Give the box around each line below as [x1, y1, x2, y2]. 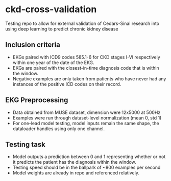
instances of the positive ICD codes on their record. [12, 81, 121, 87]
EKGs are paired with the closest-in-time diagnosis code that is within [12, 65, 159, 71]
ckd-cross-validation [5, 4, 97, 15]
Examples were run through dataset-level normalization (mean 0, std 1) [12, 114, 162, 120]
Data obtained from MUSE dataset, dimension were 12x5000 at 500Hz [12, 109, 161, 115]
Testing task [5, 140, 46, 148]
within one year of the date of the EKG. [12, 59, 94, 66]
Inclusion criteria [5, 41, 60, 49]
